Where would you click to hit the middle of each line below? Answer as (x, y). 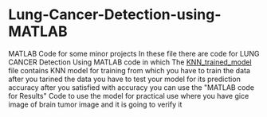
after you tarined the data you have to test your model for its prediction (124, 79)
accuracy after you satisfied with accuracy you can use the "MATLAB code (132, 87)
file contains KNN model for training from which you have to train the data (130, 70)
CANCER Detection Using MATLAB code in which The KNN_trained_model (130, 62)
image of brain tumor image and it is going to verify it (95, 104)
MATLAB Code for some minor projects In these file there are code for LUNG (134, 53)
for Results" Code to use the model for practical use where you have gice (129, 96)
